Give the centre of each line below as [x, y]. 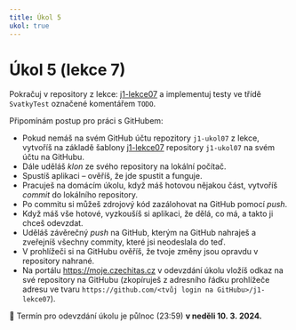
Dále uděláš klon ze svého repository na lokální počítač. [124, 166]
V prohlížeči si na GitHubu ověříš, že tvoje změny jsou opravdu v [140, 252]
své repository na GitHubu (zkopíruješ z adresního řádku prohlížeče [146, 280]
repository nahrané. [58, 261]
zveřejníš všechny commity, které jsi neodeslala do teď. [124, 242]
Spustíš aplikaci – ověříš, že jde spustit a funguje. [112, 176]
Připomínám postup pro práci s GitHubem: [86, 121]
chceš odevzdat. [52, 223]
